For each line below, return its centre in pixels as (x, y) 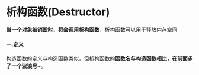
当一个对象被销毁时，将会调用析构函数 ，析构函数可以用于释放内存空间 (92, 30)
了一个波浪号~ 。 (26, 66)
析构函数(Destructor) (58, 12)
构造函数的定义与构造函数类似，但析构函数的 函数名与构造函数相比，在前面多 (99, 58)
